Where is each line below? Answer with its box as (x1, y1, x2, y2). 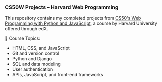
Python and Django (12, 56, 52, 62)
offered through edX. (5, 26, 48, 32)
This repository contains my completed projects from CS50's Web (5, 15, 141, 21)
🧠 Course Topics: (5, 35, 41, 41)
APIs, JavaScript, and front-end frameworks (12, 72, 103, 78)
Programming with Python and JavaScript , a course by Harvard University (5, 20, 157, 26)
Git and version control (12, 50, 60, 56)
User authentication (12, 66, 53, 72)
